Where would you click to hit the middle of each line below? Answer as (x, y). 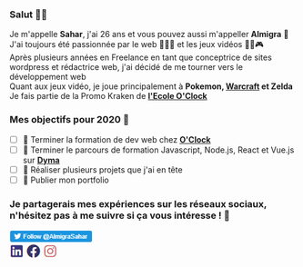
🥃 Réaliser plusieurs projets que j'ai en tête (103, 169)
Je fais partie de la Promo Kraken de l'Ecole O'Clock (108, 96)
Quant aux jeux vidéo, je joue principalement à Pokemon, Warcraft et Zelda (151, 86)
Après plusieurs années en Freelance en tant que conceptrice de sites (141, 57)
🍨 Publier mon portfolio (66, 180)
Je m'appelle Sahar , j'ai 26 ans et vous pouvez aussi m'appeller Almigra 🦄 (149, 35)
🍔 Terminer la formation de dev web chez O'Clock (116, 139)
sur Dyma (41, 160)
